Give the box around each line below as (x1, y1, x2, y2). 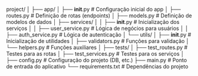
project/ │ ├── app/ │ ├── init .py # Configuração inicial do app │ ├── (6, 6, 181, 13)
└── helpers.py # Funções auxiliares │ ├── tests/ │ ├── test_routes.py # (6, 44, 188, 51)
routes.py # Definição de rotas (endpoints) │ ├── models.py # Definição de (6, 12, 192, 19)
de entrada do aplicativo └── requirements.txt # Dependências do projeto (6, 63, 189, 70)
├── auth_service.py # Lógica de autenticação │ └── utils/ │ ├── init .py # (6, 31, 191, 38)
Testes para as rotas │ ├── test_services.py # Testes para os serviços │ (6, 50, 185, 57)
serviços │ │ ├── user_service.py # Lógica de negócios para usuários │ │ (6, 25, 189, 32)
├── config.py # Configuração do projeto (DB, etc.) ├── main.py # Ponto (6, 57, 187, 63)
